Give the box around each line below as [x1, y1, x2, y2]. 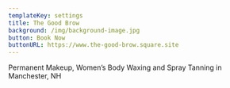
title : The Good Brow [8, 19, 80, 27]
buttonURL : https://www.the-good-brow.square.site [8, 41, 179, 49]
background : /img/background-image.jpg [8, 26, 140, 34]
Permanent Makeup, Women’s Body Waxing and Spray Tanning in [8, 63, 222, 72]
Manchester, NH [8, 71, 62, 81]
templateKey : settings [8, 11, 83, 20]
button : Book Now [8, 33, 66, 42]
